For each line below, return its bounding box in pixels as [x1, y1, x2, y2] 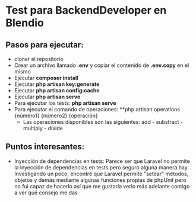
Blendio [5, 16, 44, 30]
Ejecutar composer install [14, 75, 78, 81]
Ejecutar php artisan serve [14, 93, 81, 100]
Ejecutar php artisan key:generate [14, 81, 100, 88]
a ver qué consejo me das [14, 189, 78, 196]
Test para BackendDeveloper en [5, 4, 167, 17]
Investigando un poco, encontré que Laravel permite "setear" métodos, [14, 170, 189, 177]
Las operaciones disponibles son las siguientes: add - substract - [23, 118, 184, 125]
